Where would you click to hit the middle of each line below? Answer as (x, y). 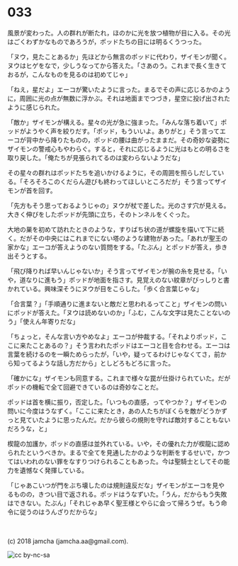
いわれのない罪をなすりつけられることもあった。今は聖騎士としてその (122, 461)
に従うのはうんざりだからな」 (57, 511)
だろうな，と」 (29, 429)
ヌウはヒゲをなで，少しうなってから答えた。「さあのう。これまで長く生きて (117, 65)
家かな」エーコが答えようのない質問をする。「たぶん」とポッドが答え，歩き (118, 247)
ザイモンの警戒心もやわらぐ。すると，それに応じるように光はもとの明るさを (119, 149)
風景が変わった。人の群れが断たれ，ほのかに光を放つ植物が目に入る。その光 (119, 33)
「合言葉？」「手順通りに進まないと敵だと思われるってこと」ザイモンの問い (117, 304)
